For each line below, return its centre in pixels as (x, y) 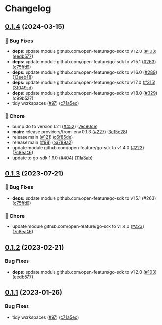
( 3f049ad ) (23, 87)
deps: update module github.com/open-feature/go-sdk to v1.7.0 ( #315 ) (84, 82)
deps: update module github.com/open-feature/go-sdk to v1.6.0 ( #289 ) (85, 72)
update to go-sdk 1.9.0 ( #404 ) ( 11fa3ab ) (53, 158)
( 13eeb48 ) (23, 77)
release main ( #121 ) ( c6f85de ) (42, 137)
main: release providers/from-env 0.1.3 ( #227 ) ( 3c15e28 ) (70, 132)
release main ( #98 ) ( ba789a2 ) (42, 142)
